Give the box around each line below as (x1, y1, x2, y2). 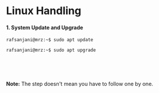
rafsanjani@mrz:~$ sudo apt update (6, 37, 94, 43)
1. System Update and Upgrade (6, 24, 84, 31)
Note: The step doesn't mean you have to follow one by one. (6, 81, 154, 88)
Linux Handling (6, 4, 81, 18)
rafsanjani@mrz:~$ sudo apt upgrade (6, 47, 96, 54)
